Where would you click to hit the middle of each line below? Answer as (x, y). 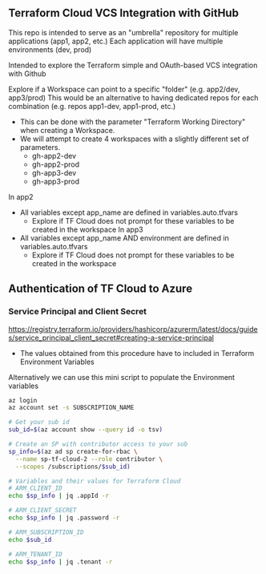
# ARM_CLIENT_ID (35, 488)
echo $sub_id (30, 540)
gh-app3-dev (54, 172)
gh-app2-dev (54, 156)
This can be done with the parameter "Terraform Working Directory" (133, 121)
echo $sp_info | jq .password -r (64, 518)
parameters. (40, 147)
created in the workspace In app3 (87, 229)
